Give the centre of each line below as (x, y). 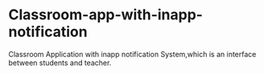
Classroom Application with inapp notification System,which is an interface (132, 54)
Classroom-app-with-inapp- (106, 15)
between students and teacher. (60, 63)
